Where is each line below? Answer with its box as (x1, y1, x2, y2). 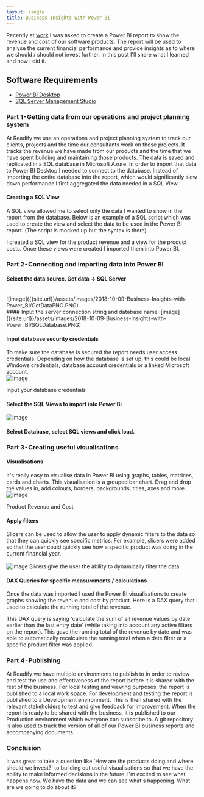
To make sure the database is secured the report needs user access (6, 349, 178, 356)
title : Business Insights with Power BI (6, 15, 111, 21)
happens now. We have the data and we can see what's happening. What (6, 777, 191, 784)
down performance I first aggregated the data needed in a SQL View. (6, 179, 180, 187)
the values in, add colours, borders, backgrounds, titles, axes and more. (6, 485, 186, 492)
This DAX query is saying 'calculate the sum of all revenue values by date (6, 615, 191, 623)
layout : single (6, 9, 45, 15)
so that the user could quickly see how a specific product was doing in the (6, 543, 193, 551)
